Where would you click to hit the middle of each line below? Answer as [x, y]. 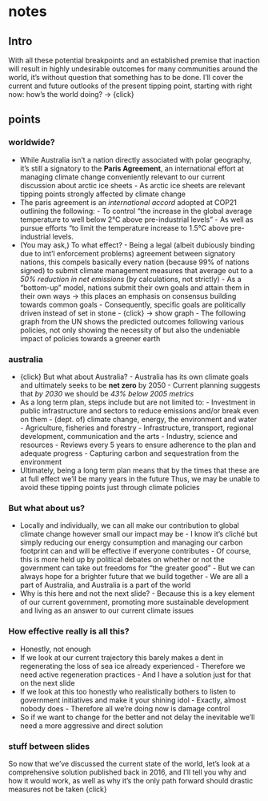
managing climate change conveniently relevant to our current [122, 177]
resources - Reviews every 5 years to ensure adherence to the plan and [138, 445]
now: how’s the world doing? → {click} [71, 94]
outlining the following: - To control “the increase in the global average [136, 211]
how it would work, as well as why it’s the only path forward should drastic [131, 780]
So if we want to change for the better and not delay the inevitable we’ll [137, 717]
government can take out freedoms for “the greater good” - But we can [137, 568]
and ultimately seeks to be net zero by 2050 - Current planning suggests [140, 385]
